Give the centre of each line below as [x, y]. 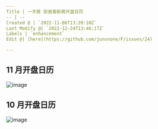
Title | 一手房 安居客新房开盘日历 [45, 12]
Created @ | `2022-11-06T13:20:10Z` [51, 23]
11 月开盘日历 [30, 70]
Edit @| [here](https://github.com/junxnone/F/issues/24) [79, 39]
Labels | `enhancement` [36, 34]
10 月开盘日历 [31, 105]
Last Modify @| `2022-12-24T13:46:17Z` [56, 28]
